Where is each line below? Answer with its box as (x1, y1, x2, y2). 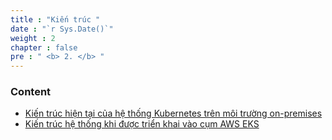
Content (10, 85, 52, 99)
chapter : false (10, 42, 78, 53)
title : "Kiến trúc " (10, 14, 101, 25)
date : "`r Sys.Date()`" (10, 24, 114, 34)
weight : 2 (10, 33, 56, 43)
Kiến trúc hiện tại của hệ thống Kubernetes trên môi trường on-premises (24, 107, 323, 120)
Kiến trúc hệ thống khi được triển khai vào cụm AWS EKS (24, 118, 260, 130)
